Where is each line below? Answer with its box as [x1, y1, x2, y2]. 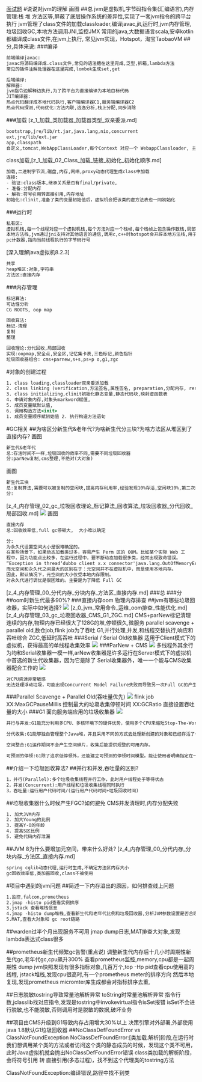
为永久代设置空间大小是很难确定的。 [6, 543, 83, 550]
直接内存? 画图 [6, 432, 43, 440]
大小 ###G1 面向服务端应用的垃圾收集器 [16, 708, 115, 715]
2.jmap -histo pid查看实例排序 [6, 899, 79, 906]
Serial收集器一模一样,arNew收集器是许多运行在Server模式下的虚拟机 [22, 649, 192, 656]
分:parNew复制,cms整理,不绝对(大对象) [6, 456, 94, 462]
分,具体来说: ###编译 [6, 43, 58, 50]
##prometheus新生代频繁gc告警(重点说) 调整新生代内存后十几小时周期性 [6, 949, 186, 955]
